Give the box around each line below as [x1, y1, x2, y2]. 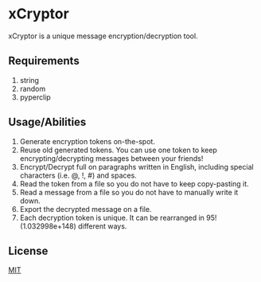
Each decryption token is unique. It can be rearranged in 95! [19, 213, 217, 222]
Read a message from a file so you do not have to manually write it [19, 187, 239, 197]
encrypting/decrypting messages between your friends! [19, 153, 204, 163]
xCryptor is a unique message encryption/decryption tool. [8, 31, 198, 41]
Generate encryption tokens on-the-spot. [19, 136, 155, 146]
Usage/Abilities [8, 116, 87, 129]
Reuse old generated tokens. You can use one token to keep [19, 145, 217, 155]
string [19, 75, 40, 84]
